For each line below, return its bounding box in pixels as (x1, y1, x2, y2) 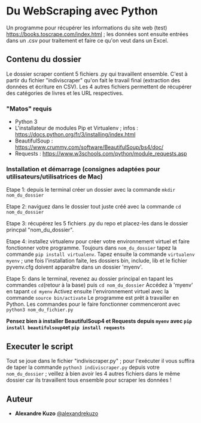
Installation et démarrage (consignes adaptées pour (6, 165, 160, 173)
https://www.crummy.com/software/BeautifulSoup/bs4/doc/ (14, 144, 164, 151)
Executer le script (6, 341, 74, 351)
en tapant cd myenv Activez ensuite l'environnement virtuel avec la (6, 288, 169, 295)
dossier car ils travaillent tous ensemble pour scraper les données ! (6, 377, 172, 384)
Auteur (6, 394, 33, 404)
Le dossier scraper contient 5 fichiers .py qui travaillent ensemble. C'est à (6, 70, 188, 78)
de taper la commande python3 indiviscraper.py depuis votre (6, 364, 160, 371)
